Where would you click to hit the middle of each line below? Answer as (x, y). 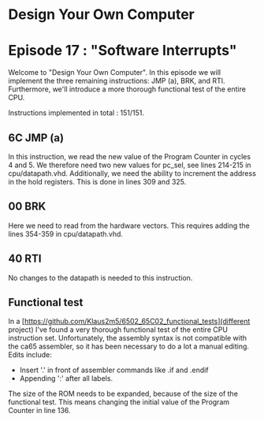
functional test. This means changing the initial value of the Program (119, 402)
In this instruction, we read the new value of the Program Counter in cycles (129, 156)
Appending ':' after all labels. (66, 378)
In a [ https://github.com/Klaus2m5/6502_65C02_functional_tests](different (129, 322)
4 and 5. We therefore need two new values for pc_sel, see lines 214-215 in (130, 165)
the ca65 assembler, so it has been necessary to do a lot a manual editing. (129, 346)
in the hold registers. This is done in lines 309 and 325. (97, 181)
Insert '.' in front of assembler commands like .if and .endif (114, 370)
